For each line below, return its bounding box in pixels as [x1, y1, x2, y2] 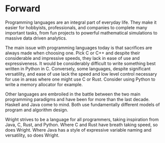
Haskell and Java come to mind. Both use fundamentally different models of [5, 101, 160, 107]
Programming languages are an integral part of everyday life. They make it [5, 19, 157, 25]
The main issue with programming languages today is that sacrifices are [5, 45, 153, 50]
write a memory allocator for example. [5, 81, 83, 87]
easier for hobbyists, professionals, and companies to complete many [5, 24, 148, 30]
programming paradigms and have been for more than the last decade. [5, 96, 150, 102]
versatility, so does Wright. [5, 132, 59, 138]
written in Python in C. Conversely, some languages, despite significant [5, 65, 151, 72]
